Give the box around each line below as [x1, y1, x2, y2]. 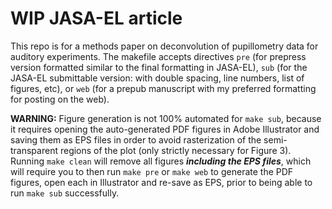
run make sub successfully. [10, 187, 120, 199]
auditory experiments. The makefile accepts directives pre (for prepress [10, 50, 307, 62]
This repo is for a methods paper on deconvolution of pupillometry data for [10, 40, 319, 52]
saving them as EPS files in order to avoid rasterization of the [10, 133, 262, 146]
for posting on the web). [10, 93, 110, 105]
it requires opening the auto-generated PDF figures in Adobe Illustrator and [10, 123, 320, 135]
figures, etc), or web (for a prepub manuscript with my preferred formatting [10, 82, 317, 94]
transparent [10, 144, 58, 156]
